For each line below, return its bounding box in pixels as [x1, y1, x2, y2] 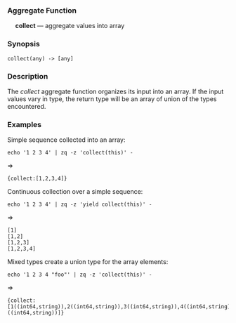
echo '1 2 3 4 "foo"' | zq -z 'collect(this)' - [7, 271, 152, 279]
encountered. [7, 102, 46, 110]
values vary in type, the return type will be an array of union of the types [7, 94, 217, 103]
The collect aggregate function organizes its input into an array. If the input [7, 87, 224, 95]
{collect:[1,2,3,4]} [7, 175, 68, 183]
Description [7, 71, 48, 81]
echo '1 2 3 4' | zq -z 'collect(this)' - [7, 150, 133, 157]
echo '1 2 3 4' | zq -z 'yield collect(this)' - [7, 201, 152, 209]
